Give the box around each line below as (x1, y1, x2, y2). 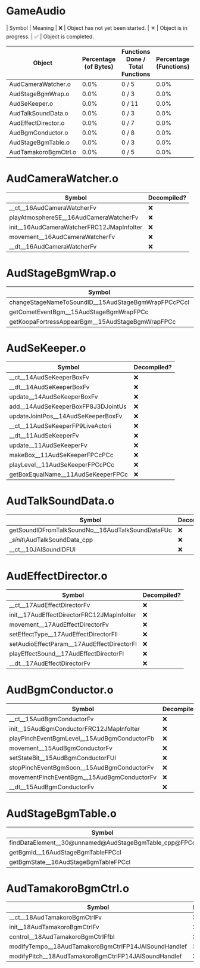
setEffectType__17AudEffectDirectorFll (9, 630, 118, 638)
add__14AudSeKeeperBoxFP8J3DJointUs (9, 402, 127, 411)
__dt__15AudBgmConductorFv (9, 783, 94, 791)
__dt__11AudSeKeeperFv (9, 431, 79, 440)
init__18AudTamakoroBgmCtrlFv (9, 923, 99, 932)
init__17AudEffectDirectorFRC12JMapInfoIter (9, 611, 137, 619)
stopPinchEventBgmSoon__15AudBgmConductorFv (9, 763, 154, 771)
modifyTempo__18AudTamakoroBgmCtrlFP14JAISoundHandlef (9, 942, 187, 951)
